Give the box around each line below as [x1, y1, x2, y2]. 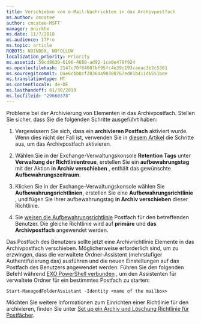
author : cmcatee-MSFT [6, 20, 61, 26]
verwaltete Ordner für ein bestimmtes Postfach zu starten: [6, 276, 150, 284]
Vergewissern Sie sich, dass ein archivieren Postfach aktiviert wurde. [14, 127, 188, 134]
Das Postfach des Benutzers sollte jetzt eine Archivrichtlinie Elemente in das [6, 238, 194, 245]
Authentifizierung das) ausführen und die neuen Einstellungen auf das [6, 257, 179, 264]
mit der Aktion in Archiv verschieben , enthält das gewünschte [14, 164, 171, 172]
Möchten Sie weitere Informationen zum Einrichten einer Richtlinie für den [6, 299, 189, 306]
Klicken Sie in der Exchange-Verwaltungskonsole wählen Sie [14, 182, 165, 190]
